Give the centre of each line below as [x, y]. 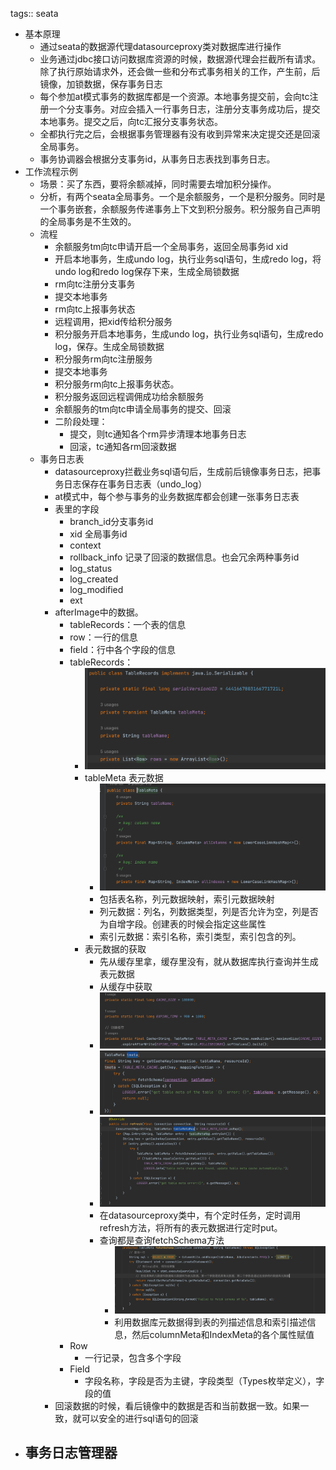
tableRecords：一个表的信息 [128, 624]
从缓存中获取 [126, 986]
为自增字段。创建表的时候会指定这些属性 [183, 924]
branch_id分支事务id [111, 521]
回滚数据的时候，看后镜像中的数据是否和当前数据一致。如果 [177, 1405]
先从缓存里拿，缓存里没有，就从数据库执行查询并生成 [209, 961]
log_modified [96, 589]
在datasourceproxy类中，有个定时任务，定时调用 [200, 1215]
